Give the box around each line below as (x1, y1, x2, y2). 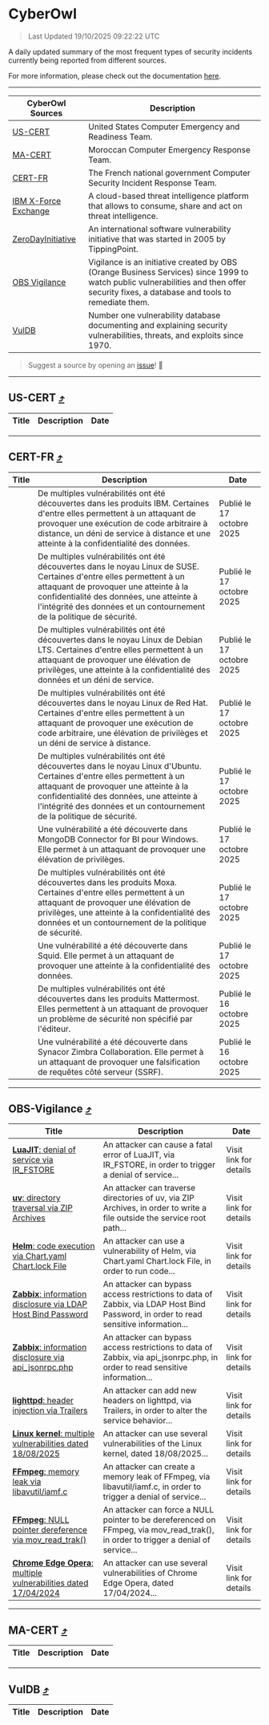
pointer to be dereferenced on (102, 1514, 216, 1525)
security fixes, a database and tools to (87, 286, 232, 298)
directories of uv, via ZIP (102, 1192, 195, 1203)
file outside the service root (102, 1212, 207, 1224)
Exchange (12, 205, 50, 217)
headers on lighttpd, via (102, 1395, 192, 1406)
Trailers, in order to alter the (102, 1405, 207, 1416)
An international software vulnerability (87, 223, 231, 234)
